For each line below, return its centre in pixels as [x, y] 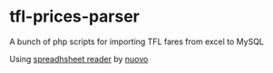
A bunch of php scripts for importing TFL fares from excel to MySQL [137, 41]
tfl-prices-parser [75, 17]
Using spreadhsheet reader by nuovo [79, 59]
